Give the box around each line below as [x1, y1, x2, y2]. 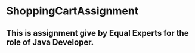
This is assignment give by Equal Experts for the [6, 28, 189, 38]
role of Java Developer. [6, 37, 94, 47]
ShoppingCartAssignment [6, 4, 139, 18]
